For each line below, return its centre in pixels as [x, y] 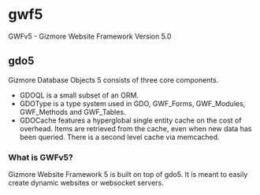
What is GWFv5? [41, 157]
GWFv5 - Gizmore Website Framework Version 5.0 [90, 36]
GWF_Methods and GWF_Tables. [72, 112]
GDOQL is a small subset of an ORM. [79, 95]
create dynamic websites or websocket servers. [86, 183]
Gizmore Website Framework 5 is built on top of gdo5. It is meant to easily [128, 175]
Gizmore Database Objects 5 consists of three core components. [113, 79]
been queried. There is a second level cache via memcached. [119, 137]
